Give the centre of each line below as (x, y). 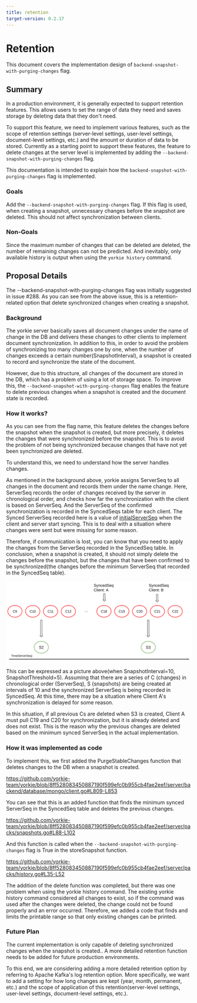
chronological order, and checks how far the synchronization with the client (98, 499)
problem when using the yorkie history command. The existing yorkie (90, 891)
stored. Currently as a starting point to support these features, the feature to (98, 146)
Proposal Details (37, 276)
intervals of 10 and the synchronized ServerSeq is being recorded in (89, 690)
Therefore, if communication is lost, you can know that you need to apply (95, 541)
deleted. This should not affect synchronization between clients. (84, 217)
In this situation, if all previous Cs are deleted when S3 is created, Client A (96, 714)
